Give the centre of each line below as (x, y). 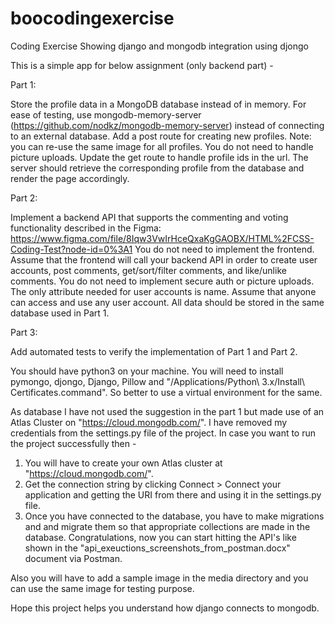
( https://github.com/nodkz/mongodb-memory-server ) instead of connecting (167, 125)
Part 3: (24, 332)
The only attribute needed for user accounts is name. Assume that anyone (163, 291)
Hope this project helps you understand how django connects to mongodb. (165, 608)
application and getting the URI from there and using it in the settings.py (173, 494)
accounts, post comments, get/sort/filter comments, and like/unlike (148, 270)
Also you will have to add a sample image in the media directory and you (159, 578)
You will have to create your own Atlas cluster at (123, 463)
